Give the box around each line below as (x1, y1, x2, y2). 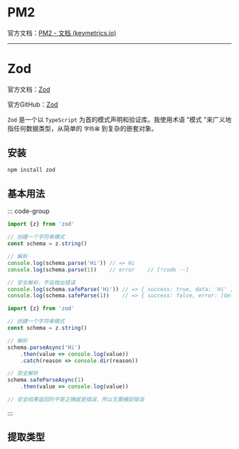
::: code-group (7, 207, 50, 215)
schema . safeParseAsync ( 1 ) (7, 377, 84, 384)
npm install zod (7, 166, 55, 173)
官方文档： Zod (7, 85, 51, 93)
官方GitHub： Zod (7, 100, 58, 109)
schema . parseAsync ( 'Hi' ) (7, 344, 81, 351)
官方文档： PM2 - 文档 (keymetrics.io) (7, 28, 117, 37)
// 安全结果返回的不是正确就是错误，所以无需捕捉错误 (7, 396, 144, 403)
